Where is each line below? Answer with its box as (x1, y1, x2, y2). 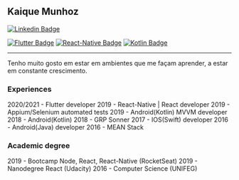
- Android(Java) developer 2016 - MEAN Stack (7, 123, 144, 132)
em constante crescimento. (7, 66, 87, 75)
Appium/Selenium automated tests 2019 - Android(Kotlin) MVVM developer (7, 108, 228, 117)
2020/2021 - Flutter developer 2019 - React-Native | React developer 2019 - (7, 100, 230, 109)
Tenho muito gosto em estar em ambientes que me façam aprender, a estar (7, 58, 228, 67)
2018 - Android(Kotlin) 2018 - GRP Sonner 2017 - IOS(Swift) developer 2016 (7, 115, 229, 124)
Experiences (7, 84, 52, 94)
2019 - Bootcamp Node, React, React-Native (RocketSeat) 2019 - (7, 157, 198, 166)
